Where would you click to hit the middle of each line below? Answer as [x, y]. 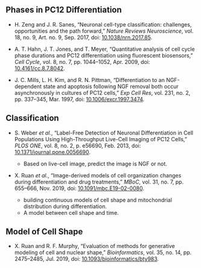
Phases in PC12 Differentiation [64, 10]
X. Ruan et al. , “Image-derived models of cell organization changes [98, 175]
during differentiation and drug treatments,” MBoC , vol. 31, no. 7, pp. [99, 182]
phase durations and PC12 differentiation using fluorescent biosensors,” [104, 55]
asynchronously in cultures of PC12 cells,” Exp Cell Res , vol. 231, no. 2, [102, 92]
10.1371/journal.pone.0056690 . [53, 152]
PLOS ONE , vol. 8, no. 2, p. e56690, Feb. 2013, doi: [78, 145]
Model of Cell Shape [44, 232]
